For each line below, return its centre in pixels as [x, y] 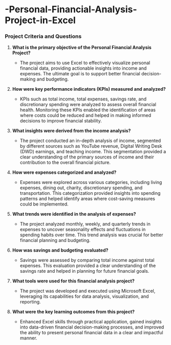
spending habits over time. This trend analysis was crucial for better [91, 235]
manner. [28, 338]
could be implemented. [44, 204]
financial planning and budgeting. [55, 240]
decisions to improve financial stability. [61, 121]
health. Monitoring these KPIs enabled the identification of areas [88, 110]
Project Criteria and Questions [43, 36]
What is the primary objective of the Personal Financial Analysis [82, 48]
